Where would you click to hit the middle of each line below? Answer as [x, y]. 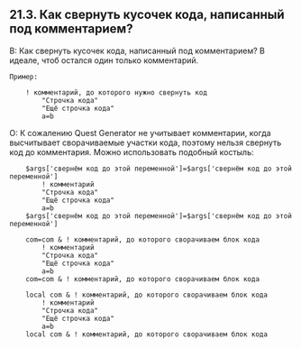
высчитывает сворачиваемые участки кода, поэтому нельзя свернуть [146, 142]
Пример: [24, 77]
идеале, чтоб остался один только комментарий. [104, 60]
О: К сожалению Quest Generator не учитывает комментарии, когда [141, 133]
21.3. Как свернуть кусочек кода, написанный [147, 15]
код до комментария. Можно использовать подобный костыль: [132, 151]
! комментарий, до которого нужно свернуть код [116, 92]
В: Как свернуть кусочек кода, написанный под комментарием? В [137, 50]
